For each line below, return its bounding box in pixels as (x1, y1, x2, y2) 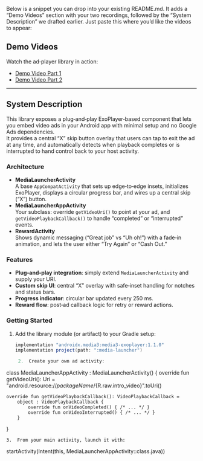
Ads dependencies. (6, 128, 55, 135)
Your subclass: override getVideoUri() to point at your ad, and (14, 208, 170, 215)
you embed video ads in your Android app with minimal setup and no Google (6, 121, 197, 129)
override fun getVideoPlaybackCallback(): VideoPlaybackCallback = (6, 394, 180, 400)
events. (14, 221, 34, 228)
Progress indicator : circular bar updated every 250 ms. (14, 295, 153, 302)
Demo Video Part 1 (14, 69, 62, 77)
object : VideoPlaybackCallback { (17, 399, 104, 405)
